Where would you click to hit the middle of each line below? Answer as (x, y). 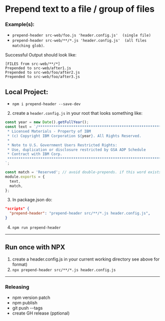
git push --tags (27, 308)
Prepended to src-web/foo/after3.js (42, 77)
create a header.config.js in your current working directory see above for (86, 259)
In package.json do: (32, 200)
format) (20, 264)
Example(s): (20, 25)
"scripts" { (17, 209)
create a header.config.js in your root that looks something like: (77, 113)
